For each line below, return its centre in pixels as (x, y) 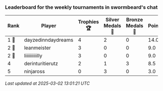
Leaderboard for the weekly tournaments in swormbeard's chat (81, 7)
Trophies (89, 22)
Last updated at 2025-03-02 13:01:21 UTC (47, 83)
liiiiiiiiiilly (33, 56)
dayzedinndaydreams (49, 40)
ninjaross (34, 72)
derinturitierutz (41, 63)
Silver (113, 20)
